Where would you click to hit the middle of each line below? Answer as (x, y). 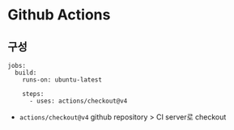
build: (26, 73)
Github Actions (59, 15)
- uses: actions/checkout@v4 (78, 101)
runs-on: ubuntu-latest (62, 80)
